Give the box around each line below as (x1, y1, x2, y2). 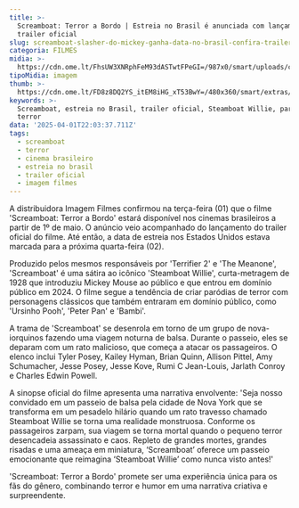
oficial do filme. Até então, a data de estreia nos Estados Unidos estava (9, 232, 271, 242)
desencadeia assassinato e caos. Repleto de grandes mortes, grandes (9, 435, 267, 446)
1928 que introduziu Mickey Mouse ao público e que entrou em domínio (9, 277, 272, 288)
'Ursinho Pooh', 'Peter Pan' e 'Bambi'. (9, 306, 147, 316)
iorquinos (9, 332, 44, 343)
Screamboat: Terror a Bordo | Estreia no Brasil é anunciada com (17, 21, 265, 30)
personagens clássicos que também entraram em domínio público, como (9, 296, 278, 307)
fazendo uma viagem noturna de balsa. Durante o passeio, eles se (45, 332, 288, 343)
